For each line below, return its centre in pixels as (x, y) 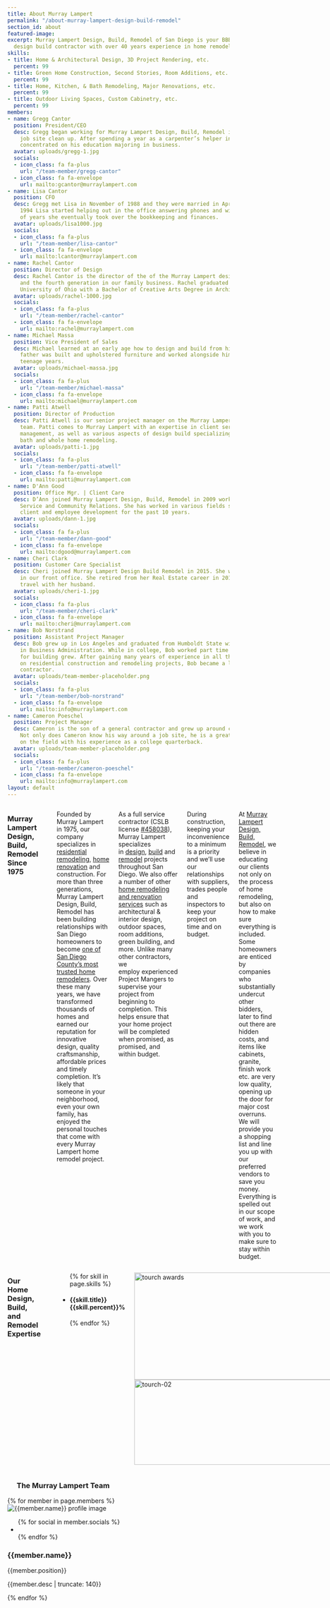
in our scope (257, 1211)
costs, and (254, 1039)
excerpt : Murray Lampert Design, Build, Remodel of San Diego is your (113, 40)
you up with (256, 1151)
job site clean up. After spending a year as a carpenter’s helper (121, 138)
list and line (255, 1144)
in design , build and (147, 852)
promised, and (140, 1046)
